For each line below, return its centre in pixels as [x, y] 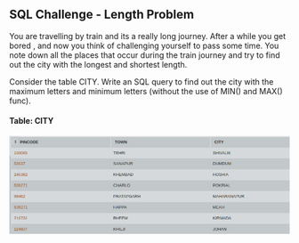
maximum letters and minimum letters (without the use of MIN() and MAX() [146, 91]
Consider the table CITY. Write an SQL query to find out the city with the [141, 81]
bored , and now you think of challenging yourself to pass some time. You [144, 45]
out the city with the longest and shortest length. [98, 64]
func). [20, 101]
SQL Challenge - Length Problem [101, 15]
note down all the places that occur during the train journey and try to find [145, 55]
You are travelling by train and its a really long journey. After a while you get [148, 36]
